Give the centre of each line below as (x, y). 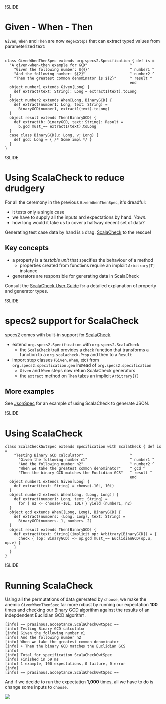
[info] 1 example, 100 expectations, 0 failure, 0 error (65, 664)
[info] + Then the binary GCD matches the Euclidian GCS (65, 646)
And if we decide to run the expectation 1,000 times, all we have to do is (79, 682)
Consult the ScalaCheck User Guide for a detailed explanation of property (81, 285)
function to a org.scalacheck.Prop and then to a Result (76, 354)
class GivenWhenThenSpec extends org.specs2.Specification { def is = (80, 61)
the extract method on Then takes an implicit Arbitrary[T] (79, 376)
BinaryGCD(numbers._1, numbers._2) (55, 521)
